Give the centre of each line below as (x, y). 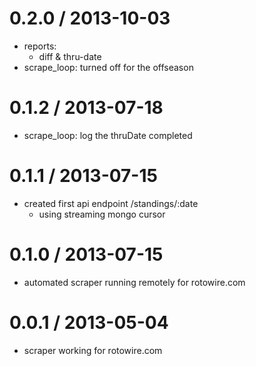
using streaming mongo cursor (102, 214)
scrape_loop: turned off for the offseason (108, 67)
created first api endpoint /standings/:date (111, 203)
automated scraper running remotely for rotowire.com (134, 282)
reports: (40, 46)
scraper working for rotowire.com (93, 350)
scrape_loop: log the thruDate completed (108, 135)
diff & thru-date (70, 56)
